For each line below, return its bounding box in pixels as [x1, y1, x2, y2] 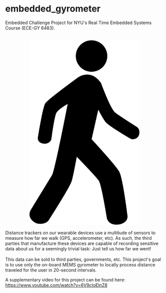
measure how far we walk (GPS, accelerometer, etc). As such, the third [5, 235, 152, 241]
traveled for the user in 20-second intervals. [5, 267, 97, 273]
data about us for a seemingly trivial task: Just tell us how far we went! [5, 245, 151, 251]
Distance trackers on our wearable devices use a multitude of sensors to [5, 229, 156, 236]
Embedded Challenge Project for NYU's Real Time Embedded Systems [5, 20, 152, 26]
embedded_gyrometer [5, 3, 101, 15]
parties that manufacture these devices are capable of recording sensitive [5, 240, 158, 246]
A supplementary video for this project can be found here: [5, 276, 126, 282]
